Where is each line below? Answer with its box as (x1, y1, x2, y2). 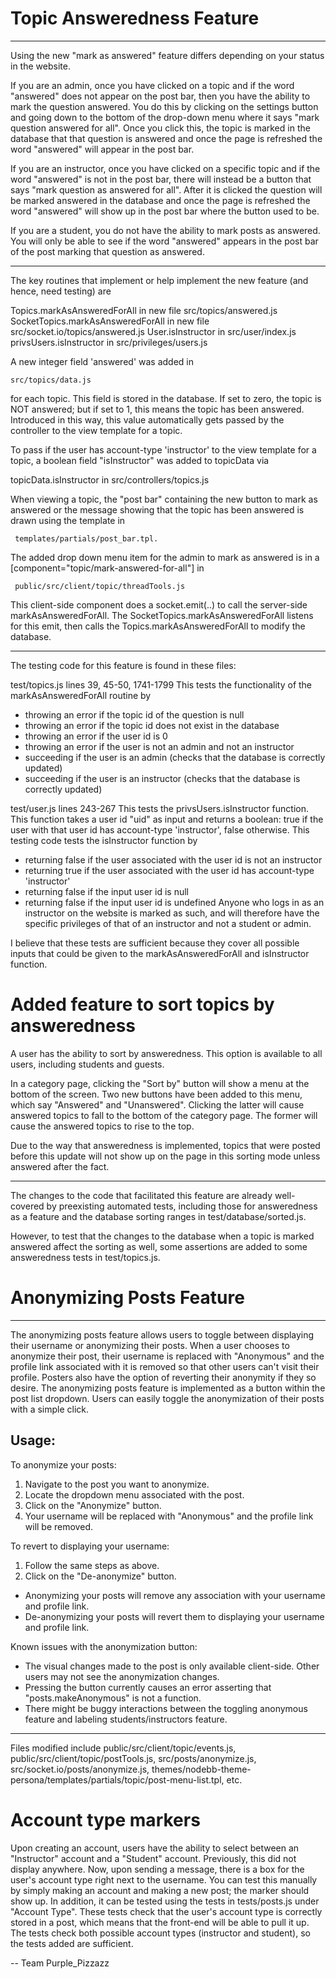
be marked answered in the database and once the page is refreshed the (10, 194, 311, 206)
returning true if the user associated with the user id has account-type (24, 864, 315, 876)
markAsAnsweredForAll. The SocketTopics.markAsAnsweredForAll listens (10, 609, 314, 621)
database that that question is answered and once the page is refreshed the (10, 132, 323, 144)
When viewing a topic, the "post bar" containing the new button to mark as (10, 493, 318, 505)
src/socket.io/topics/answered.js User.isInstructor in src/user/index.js (10, 325, 297, 337)
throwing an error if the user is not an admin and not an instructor (24, 740, 295, 752)
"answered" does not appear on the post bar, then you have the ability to (10, 90, 311, 102)
